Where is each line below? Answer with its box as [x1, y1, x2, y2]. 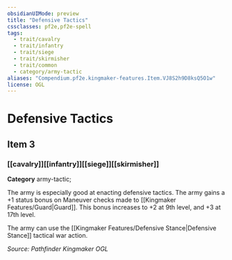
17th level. [7, 211, 36, 219]
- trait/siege [13, 49, 54, 56]
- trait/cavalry [13, 36, 60, 43]
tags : [7, 29, 23, 37]
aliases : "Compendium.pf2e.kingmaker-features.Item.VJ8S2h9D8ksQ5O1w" [7, 74, 216, 82]
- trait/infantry [13, 42, 64, 49]
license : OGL [7, 81, 45, 88]
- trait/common [13, 62, 58, 69]
